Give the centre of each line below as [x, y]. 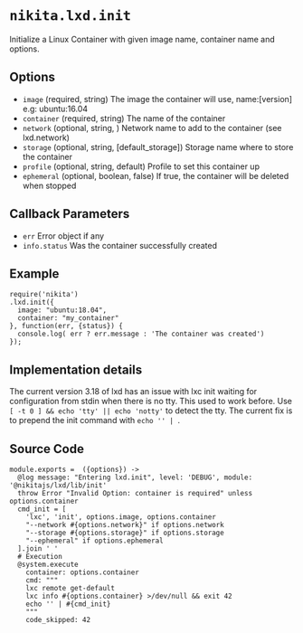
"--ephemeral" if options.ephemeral [95, 541]
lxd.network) [46, 137]
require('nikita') [44, 295]
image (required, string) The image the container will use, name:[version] [157, 99]
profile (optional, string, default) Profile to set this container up [141, 166]
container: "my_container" [68, 318]
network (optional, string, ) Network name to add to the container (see [152, 128]
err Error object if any [63, 236]
